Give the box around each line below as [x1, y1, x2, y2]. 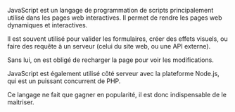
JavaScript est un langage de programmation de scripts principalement [7, 6, 214, 14]
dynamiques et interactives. [7, 21, 88, 29]
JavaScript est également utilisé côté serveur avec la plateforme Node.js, [7, 70, 220, 77]
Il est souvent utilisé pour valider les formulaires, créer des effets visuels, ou [7, 35, 229, 43]
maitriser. [7, 98, 34, 106]
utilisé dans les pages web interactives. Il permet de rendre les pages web [7, 13, 223, 22]
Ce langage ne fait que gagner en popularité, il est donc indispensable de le [7, 91, 227, 99]
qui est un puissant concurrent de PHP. [7, 77, 121, 85]
